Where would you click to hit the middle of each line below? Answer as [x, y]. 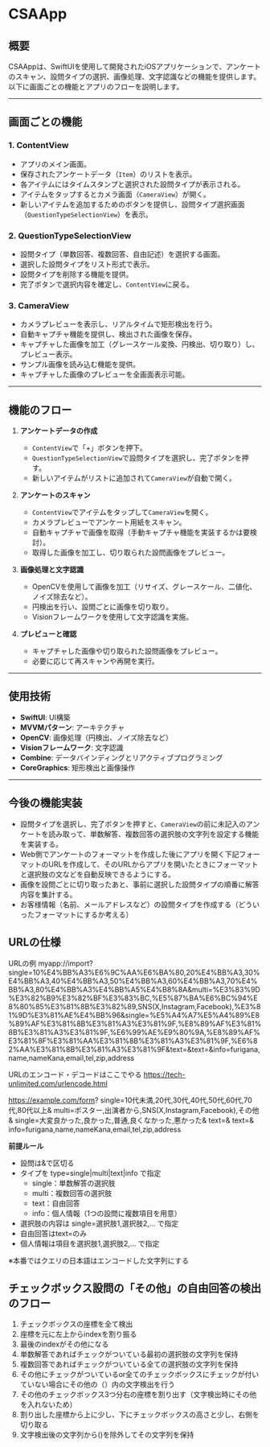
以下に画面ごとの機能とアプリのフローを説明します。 [96, 87]
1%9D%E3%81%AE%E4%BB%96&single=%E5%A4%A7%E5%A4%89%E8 [134, 1015]
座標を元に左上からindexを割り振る [78, 1334]
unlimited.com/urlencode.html [58, 1083]
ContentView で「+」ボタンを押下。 [89, 448]
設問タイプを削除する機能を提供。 [76, 274]
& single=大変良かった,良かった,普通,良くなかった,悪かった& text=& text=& [131, 1120]
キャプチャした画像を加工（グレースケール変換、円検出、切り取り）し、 [139, 344]
